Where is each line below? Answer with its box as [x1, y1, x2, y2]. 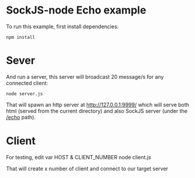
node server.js [6, 90, 43, 97]
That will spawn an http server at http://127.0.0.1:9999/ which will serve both [6, 101, 189, 108]
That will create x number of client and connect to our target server [6, 165, 169, 172]
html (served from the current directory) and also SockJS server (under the [6, 107, 188, 115]
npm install [6, 34, 35, 40]
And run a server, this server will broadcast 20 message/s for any [6, 73, 164, 80]
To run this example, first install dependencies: [6, 23, 119, 30]
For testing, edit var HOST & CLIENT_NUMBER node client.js [6, 153, 151, 160]
